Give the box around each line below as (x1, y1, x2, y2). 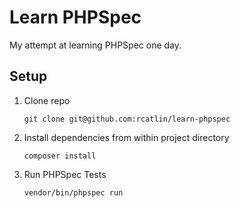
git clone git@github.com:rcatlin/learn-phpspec (23, 114, 231, 124)
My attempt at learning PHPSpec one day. (9, 39, 182, 51)
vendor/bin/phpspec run (23, 187, 124, 198)
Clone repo (23, 94, 71, 106)
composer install (23, 151, 97, 161)
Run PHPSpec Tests (23, 168, 107, 180)
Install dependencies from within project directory (23, 131, 230, 143)
